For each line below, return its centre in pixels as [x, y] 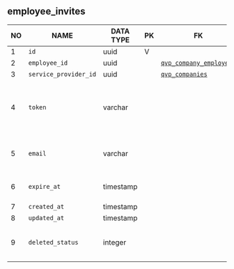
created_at [46, 206]
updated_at [46, 218]
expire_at [45, 186]
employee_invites [46, 11]
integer [115, 242]
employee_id [48, 63]
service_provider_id [62, 74]
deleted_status [53, 242]
